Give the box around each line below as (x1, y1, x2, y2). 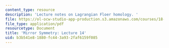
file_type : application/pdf (5, 21, 64, 26)
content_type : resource (5, 7, 55, 12)
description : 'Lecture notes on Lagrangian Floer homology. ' (5, 12, 138, 17)
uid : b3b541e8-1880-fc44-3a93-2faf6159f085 (5, 35, 98, 40)
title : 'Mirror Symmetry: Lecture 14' (5, 30, 87, 35)
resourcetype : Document (5, 26, 55, 31)
